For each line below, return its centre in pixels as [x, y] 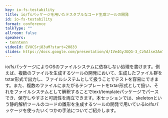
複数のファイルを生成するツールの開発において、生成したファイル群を [90, 72]
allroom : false [21, 33]
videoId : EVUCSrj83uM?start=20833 [41, 47]
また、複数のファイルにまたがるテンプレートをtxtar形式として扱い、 [84, 85]
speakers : [15, 38]
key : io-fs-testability [30, 10]
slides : [13, 51]
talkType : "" [19, 28]
